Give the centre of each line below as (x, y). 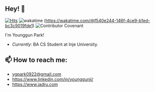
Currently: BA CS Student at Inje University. (55, 44)
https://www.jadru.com (35, 84)
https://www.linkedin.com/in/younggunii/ (53, 79)
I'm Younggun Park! (25, 35)
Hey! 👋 (15, 9)
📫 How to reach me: (36, 60)
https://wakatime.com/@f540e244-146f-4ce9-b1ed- (98, 20)
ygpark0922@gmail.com (37, 74)
